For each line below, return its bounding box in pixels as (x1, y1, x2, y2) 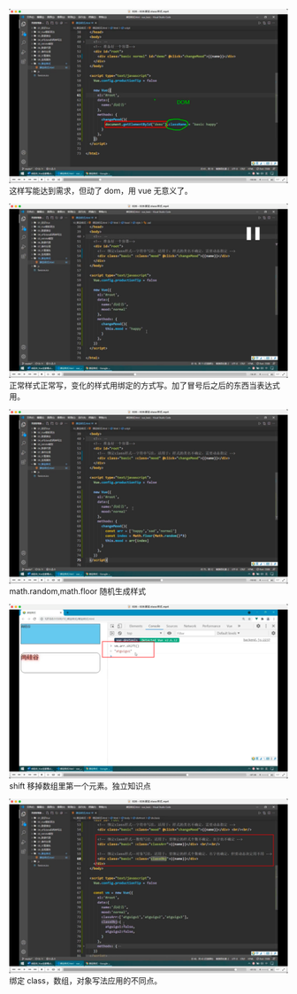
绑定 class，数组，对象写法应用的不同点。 (9, 975, 162, 986)
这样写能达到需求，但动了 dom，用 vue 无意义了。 (9, 186, 193, 196)
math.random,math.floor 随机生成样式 (9, 586, 147, 597)
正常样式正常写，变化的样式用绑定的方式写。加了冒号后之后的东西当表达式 (9, 381, 280, 390)
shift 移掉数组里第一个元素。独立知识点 (9, 781, 152, 791)
